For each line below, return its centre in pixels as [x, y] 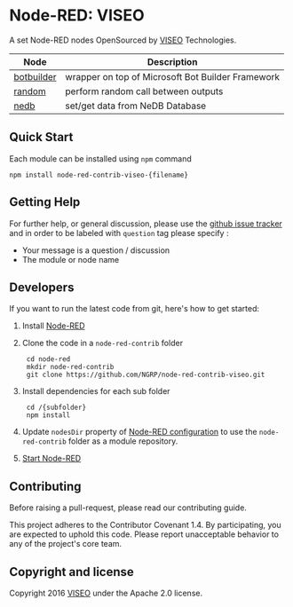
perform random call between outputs [144, 91]
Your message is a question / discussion [96, 250]
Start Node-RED [51, 459]
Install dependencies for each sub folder [96, 391]
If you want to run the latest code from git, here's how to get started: [135, 309]
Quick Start [41, 137]
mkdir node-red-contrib [70, 367]
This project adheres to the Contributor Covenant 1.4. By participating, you [145, 525]
